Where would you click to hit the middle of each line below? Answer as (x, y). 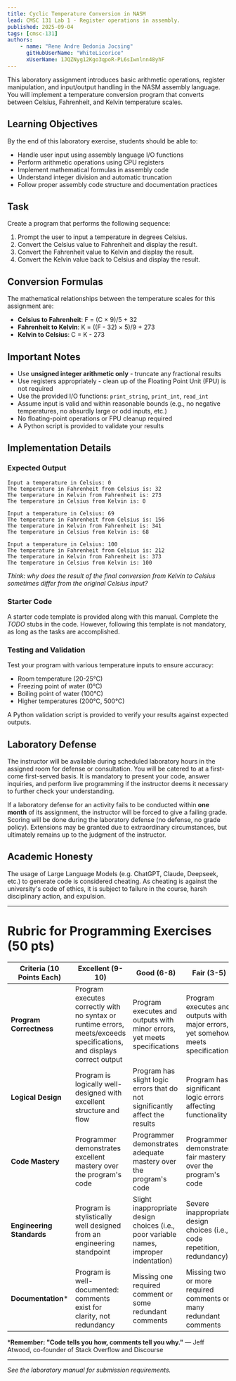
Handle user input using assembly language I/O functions (100, 155)
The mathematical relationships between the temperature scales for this (111, 299)
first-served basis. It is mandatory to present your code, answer (117, 776)
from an (88, 1234)
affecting (201, 1106)
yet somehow (208, 1033)
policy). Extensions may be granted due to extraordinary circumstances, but (117, 828)
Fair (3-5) (209, 972)
